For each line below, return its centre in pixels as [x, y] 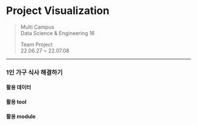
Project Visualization [58, 11]
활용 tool [16, 102]
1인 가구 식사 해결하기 [35, 72]
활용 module [21, 116]
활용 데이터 [18, 87]
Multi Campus [37, 27]
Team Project [36, 44]
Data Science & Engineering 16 [57, 33]
